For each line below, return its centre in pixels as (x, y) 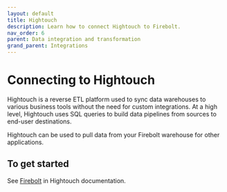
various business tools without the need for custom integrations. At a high (112, 106)
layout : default (30, 14)
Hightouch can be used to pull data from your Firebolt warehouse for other (113, 134)
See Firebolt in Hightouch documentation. (66, 180)
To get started (38, 164)
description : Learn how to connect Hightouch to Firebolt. (94, 26)
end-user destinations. (39, 121)
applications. (25, 142)
